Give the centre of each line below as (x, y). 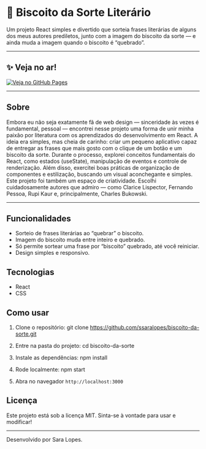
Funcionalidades (39, 218)
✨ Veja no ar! (32, 68)
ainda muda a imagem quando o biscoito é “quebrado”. (76, 42)
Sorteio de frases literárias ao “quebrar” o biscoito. (79, 233)
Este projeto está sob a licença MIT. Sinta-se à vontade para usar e (91, 415)
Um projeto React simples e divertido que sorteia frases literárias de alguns (101, 29)
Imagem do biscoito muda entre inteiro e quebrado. (80, 240)
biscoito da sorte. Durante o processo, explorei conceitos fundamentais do (101, 154)
